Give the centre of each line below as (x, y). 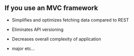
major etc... (23, 48)
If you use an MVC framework (51, 8)
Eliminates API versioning (38, 29)
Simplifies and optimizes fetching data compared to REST (70, 20)
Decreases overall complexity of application (56, 39)
